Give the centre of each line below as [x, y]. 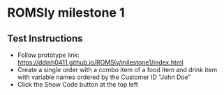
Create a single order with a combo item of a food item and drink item [117, 70]
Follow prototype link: [48, 55]
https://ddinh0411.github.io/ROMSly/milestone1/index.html [100, 62]
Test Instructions [45, 38]
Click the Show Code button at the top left [77, 84]
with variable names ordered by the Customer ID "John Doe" [104, 77]
